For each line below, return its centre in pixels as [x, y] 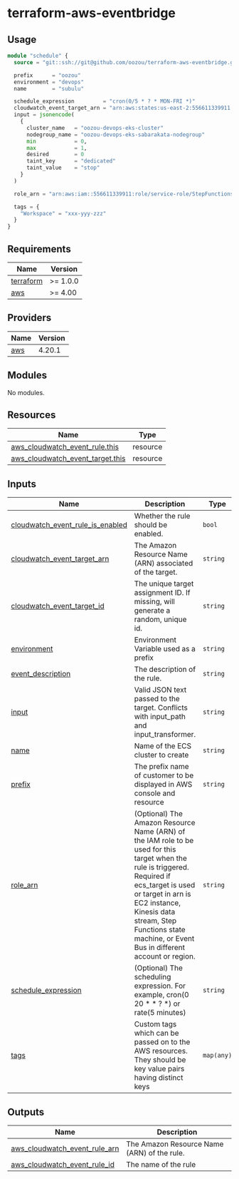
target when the [160, 859]
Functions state [160, 930]
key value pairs [159, 1069]
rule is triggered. [162, 867]
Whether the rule [162, 516]
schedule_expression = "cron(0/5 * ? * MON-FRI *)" [105, 101]
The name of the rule [161, 1164]
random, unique [160, 620]
